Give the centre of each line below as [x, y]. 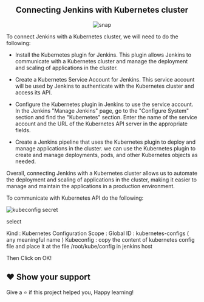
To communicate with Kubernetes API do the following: [75, 198]
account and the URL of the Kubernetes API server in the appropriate [101, 124]
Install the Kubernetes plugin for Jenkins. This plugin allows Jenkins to [103, 55]
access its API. [34, 92]
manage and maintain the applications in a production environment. [90, 186]
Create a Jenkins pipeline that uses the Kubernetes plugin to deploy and [105, 142]
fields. [23, 130]
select [14, 221]
